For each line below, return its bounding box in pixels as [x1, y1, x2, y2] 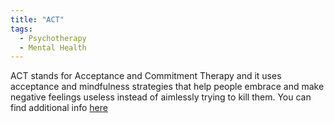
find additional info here [10, 102, 108, 114]
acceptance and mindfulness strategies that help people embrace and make [10, 81, 325, 93]
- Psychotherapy [19, 33, 87, 43]
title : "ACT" [10, 14, 65, 25]
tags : [10, 24, 33, 34]
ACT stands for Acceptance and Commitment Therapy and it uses [10, 70, 282, 82]
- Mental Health [19, 42, 87, 53]
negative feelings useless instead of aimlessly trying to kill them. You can [10, 91, 312, 103]
